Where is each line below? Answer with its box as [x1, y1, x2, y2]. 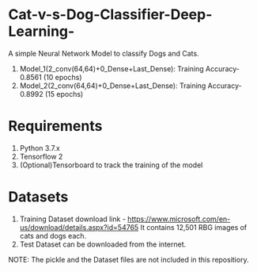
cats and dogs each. [19, 231, 87, 240]
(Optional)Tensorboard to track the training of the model [19, 160, 203, 170]
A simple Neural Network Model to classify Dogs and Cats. [8, 48, 199, 58]
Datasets [8, 188, 69, 206]
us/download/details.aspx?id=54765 [19, 222, 139, 232]
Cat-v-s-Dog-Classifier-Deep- [8, 6, 213, 24]
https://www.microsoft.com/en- [127, 214, 231, 224]
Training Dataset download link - [19, 214, 127, 224]
